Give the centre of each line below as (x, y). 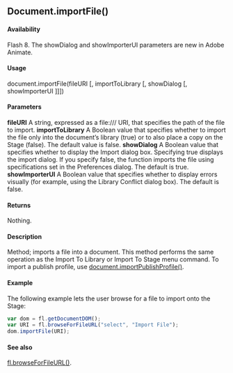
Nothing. (20, 221)
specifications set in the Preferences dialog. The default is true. (98, 167)
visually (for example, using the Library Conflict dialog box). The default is (113, 182)
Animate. (20, 52)
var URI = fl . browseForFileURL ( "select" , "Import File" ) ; (93, 325)
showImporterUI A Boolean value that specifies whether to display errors (112, 174)
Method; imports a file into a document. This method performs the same (111, 252)
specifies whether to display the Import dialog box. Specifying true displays (115, 152)
